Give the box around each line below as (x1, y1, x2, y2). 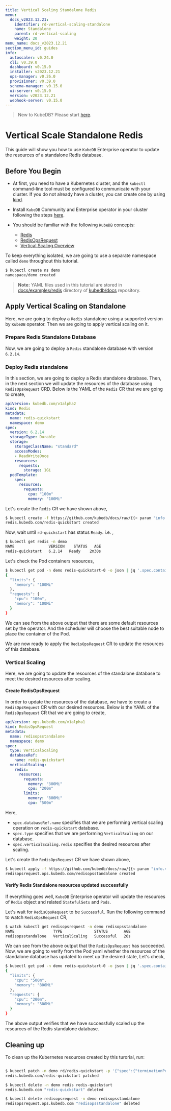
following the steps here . (12, 212, 65, 218)
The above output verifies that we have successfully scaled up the (5, 1020, 145, 1027)
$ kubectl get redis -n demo (5, 539, 67, 545)
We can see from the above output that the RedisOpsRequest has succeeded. (5, 943, 165, 949)
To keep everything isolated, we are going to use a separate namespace (5, 252, 157, 258)
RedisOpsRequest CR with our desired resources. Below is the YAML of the (5, 704, 160, 711)
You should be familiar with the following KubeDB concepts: (12, 222, 135, 228)
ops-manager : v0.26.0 (10, 74, 56, 79)
